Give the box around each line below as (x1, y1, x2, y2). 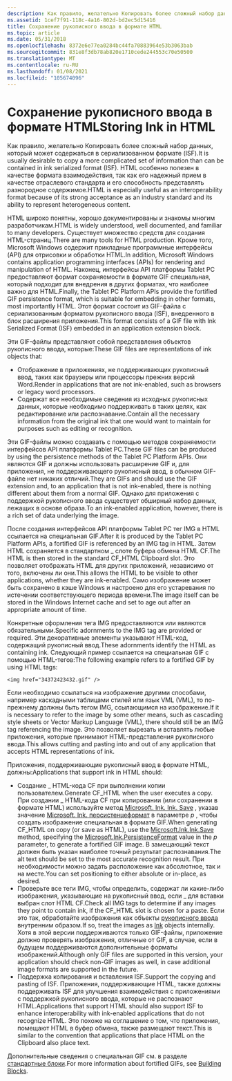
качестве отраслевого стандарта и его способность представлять (7, 178, 204, 187)
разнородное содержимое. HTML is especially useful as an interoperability (7, 186, 223, 194)
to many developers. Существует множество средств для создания (7, 229, 206, 237)
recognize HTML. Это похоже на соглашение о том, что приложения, (17, 1017, 220, 1025)
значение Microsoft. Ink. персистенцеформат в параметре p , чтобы (17, 811, 217, 820)
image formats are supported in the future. (17, 965, 139, 974)
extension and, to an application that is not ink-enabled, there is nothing (7, 482, 211, 490)
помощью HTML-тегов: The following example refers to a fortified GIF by (7, 656, 215, 664)
